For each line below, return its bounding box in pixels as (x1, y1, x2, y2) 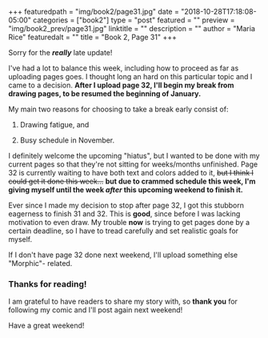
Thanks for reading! (8, 278, 87, 289)
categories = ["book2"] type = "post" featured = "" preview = (33, 15, 235, 25)
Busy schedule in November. (19, 135, 115, 145)
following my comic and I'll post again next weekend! (8, 305, 183, 315)
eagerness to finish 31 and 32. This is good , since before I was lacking (8, 209, 241, 219)
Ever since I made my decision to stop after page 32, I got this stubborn (8, 200, 245, 210)
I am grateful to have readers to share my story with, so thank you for (8, 296, 238, 307)
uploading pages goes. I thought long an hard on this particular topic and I (8, 72, 253, 81)
